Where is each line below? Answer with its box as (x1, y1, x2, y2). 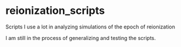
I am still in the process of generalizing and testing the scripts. (5, 34, 156, 41)
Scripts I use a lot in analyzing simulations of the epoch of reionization (5, 23, 176, 30)
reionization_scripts (5, 4, 105, 17)
